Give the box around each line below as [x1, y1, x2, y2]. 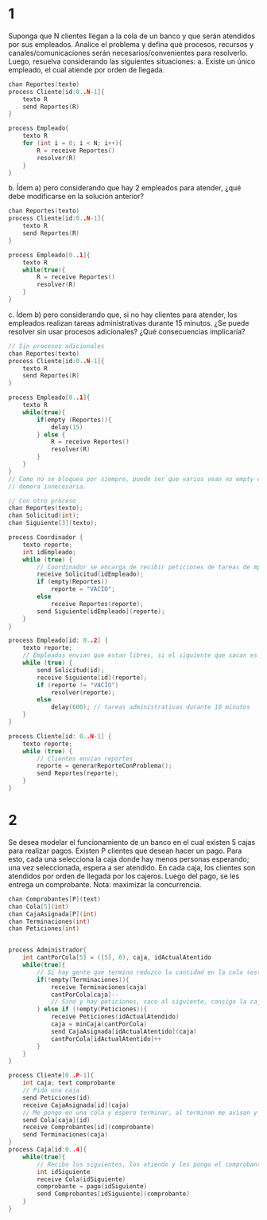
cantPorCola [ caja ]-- [50, 991, 119, 999]
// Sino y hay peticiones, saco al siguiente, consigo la [50, 998, 247, 1006]
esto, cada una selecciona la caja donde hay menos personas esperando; [8, 854, 250, 864]
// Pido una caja [22, 1086, 80, 1094]
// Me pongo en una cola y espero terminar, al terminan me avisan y [22, 1109, 258, 1116]
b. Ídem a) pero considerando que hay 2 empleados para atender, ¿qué [8, 183, 242, 193]
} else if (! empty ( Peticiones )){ [37, 1005, 148, 1014]
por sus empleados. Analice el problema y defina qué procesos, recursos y [8, 39, 254, 49]
